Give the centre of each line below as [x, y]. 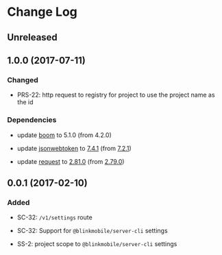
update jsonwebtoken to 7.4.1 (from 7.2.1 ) [74, 148]
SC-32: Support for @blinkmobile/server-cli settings [92, 231]
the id [25, 102]
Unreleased [33, 37]
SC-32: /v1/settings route [54, 217]
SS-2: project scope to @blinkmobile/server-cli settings [97, 244]
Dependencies [32, 120]
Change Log [42, 12]
